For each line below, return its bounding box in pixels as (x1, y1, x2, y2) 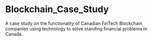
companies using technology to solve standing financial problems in (5, 25, 147, 31)
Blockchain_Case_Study (5, 4, 109, 15)
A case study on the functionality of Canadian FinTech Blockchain (5, 20, 143, 26)
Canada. (5, 31, 23, 37)
